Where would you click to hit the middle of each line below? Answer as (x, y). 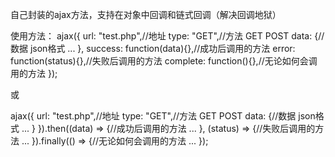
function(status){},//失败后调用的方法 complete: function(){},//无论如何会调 (164, 61)
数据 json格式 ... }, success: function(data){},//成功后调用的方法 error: (153, 48)
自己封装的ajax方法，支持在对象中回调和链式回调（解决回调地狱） (146, 14)
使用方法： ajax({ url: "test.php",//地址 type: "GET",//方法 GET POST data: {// (167, 36)
